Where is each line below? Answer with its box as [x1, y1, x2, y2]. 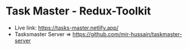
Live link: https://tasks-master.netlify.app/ [14, 24, 119, 31]
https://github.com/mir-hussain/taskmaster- [72, 30, 183, 37]
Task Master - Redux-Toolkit [5, 4, 151, 18]
